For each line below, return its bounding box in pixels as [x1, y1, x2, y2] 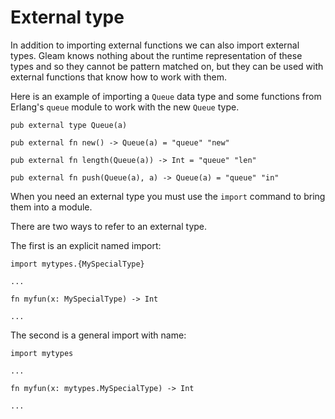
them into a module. [10, 201, 93, 213]
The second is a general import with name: [10, 329, 187, 341]
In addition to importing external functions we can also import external [10, 39, 300, 51]
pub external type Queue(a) [10, 120, 128, 130]
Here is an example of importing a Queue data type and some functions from [10, 90, 322, 102]
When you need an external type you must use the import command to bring [10, 190, 326, 202]
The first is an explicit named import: [10, 239, 162, 251]
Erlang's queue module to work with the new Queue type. [10, 101, 240, 113]
